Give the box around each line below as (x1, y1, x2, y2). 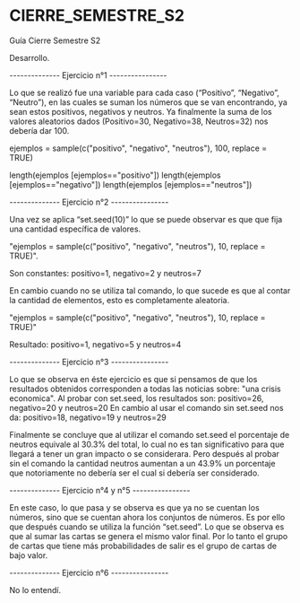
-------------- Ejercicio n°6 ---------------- (9, 567, 169, 578)
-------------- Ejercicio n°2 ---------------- (9, 197, 169, 207)
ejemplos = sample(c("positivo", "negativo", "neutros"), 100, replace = (9, 143, 268, 153)
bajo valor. (9, 549, 48, 561)
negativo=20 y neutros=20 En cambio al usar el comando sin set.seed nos (9, 402, 284, 413)
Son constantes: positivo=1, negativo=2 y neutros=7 (9, 267, 201, 278)
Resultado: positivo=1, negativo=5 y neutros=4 (9, 338, 182, 350)
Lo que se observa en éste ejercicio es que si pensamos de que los (9, 373, 258, 384)
